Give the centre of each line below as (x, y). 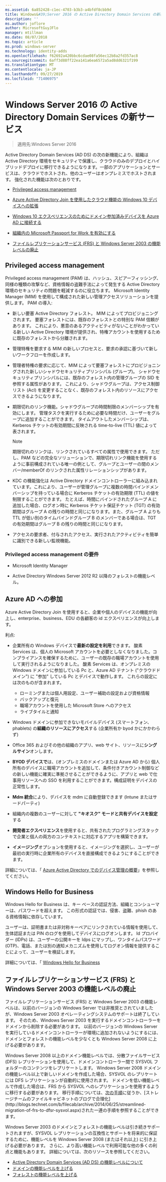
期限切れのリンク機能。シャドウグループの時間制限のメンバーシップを (83, 407)
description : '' (22, 19)
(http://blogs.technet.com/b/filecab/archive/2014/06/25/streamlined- (76, 1104)
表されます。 (25, 431)
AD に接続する (27, 222)
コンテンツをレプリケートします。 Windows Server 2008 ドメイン (94, 1068)
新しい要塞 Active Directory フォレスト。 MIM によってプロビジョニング (85, 313)
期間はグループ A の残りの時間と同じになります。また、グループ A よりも (86, 511)
